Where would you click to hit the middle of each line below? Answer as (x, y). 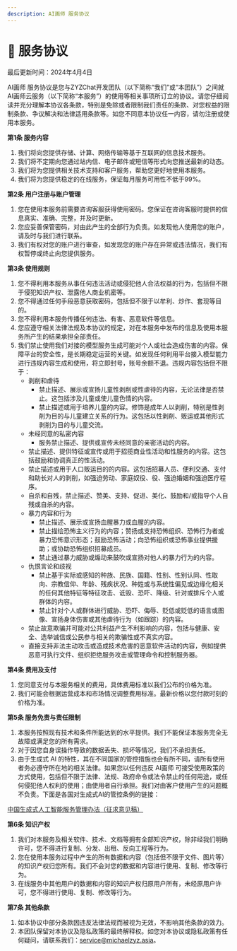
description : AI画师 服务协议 (48, 14)
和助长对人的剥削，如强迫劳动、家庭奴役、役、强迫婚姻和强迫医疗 (124, 477)
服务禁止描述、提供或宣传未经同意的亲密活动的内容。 (116, 442)
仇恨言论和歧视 (50, 566)
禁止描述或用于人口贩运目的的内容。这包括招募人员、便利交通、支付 (127, 469)
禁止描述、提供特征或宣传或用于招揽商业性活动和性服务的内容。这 (124, 451)
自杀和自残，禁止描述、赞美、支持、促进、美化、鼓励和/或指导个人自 (128, 495)
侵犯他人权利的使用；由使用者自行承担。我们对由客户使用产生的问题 (123, 785)
